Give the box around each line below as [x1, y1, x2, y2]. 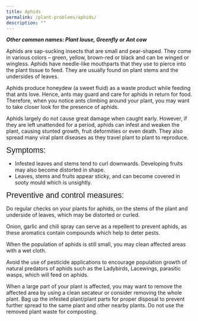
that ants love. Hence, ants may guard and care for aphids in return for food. [6, 91, 193, 98]
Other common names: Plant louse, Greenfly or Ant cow [6, 36, 147, 43]
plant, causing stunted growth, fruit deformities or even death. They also [6, 127, 183, 135]
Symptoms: [6, 145, 46, 155]
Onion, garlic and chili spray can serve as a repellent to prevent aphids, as [6, 223, 187, 230]
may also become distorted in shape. [14, 166, 106, 173]
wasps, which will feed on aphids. [6, 272, 89, 279]
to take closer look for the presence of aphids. [6, 104, 119, 111]
